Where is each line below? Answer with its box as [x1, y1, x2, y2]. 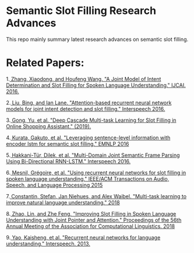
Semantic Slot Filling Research [6, 4, 156, 17]
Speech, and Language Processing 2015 [6, 181, 103, 188]
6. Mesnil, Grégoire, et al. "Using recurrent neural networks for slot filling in [6, 169, 186, 176]
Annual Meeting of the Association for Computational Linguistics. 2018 [6, 223, 175, 230]
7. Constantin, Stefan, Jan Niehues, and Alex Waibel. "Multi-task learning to [6, 192, 187, 199]
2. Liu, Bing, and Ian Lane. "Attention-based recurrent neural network [6, 99, 172, 106]
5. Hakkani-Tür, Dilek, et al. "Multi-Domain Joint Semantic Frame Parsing [6, 152, 180, 159]
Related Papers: [6, 57, 84, 69]
